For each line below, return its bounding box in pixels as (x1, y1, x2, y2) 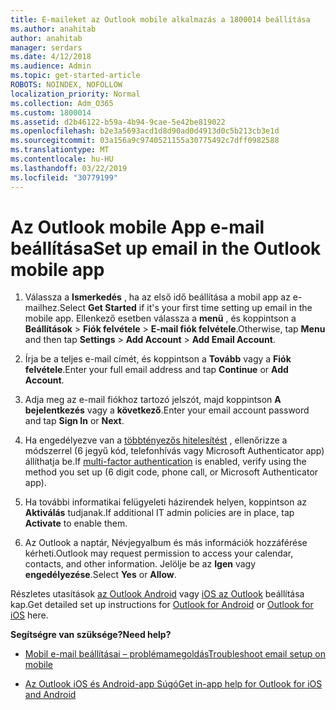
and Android (24, 689, 77, 701)
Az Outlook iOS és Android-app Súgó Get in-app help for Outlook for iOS (24, 678, 323, 690)
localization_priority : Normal (10, 89, 141, 99)
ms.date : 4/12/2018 (10, 52, 92, 62)
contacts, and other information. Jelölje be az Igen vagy (24, 558, 257, 570)
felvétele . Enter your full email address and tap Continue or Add (24, 364, 289, 376)
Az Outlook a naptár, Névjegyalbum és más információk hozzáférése (24, 537, 308, 549)
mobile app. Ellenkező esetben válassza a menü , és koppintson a (24, 312, 297, 325)
